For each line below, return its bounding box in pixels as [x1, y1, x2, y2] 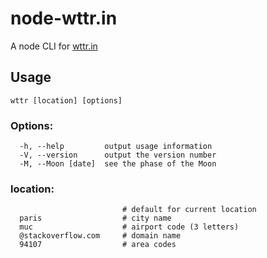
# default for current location [121, 205, 257, 215]
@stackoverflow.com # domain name [19, 231, 182, 241]
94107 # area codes [19, 240, 177, 250]
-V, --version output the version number [19, 150, 217, 161]
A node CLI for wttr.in [10, 40, 98, 52]
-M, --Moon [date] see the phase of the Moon [19, 159, 217, 169]
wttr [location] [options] [10, 95, 123, 106]
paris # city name [19, 213, 172, 224]
